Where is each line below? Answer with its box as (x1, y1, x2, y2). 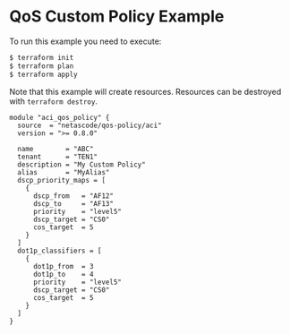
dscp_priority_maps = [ (17, 176, 106, 184)
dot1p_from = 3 (32, 261, 94, 270)
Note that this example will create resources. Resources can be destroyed (9, 86, 282, 97)
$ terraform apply (9, 70, 78, 79)
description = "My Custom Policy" (17, 159, 146, 169)
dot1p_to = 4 (32, 270, 94, 278)
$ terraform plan (9, 61, 74, 71)
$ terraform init (9, 53, 74, 62)
